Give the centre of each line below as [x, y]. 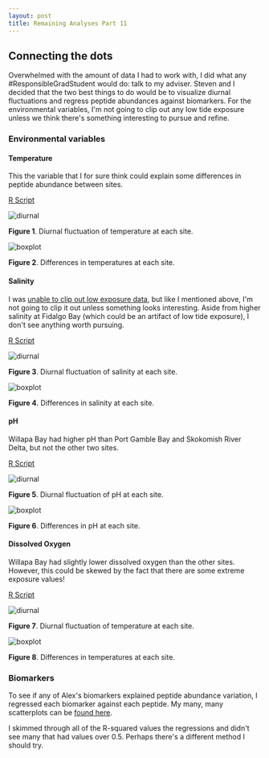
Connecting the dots [61, 56]
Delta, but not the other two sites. [63, 447]
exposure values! [37, 579]
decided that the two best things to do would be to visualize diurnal [120, 93]
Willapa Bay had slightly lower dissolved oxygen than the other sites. [122, 562]
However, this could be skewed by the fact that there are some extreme [126, 571]
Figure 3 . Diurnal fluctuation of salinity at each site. [93, 371]
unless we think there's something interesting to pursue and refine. [119, 118]
